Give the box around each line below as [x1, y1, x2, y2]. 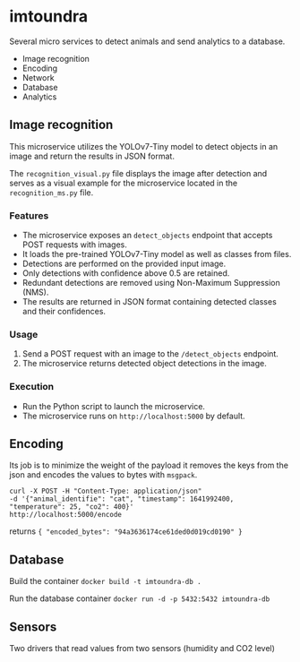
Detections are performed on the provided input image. [21, 258, 227, 270]
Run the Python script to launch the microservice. [21, 400, 206, 411]
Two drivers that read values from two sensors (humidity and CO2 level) [9, 643, 276, 654]
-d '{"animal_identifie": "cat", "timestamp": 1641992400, [9, 494, 235, 503]
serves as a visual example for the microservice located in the [9, 177, 238, 188]
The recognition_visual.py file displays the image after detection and [9, 168, 268, 178]
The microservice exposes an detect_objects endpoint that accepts [21, 230, 273, 241]
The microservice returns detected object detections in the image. [21, 358, 267, 369]
